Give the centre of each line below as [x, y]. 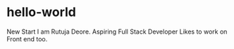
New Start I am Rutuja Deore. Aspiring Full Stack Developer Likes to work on [117, 31]
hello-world [42, 12]
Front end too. [27, 38]
